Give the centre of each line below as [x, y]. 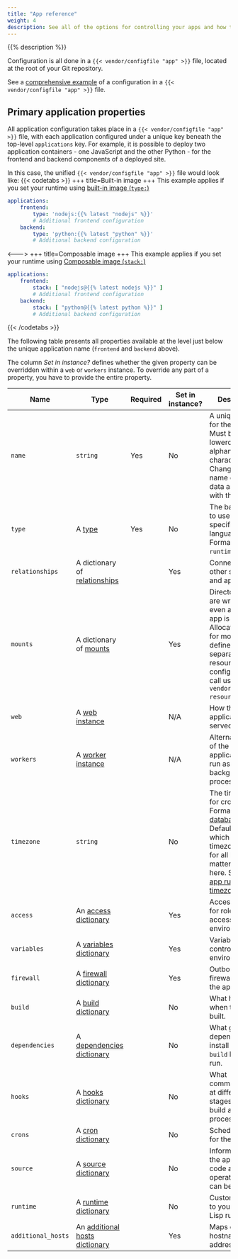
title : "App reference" [42, 14]
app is [220, 619]
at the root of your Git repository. [55, 69]
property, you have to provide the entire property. [80, 378]
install [219, 1046]
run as [220, 764]
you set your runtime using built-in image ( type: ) [79, 188]
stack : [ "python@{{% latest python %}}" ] [98, 307]
